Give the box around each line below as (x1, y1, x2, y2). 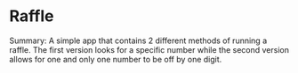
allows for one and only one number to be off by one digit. (9, 54, 222, 64)
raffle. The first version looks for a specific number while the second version (9, 44, 289, 55)
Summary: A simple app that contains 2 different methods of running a (9, 35, 268, 46)
